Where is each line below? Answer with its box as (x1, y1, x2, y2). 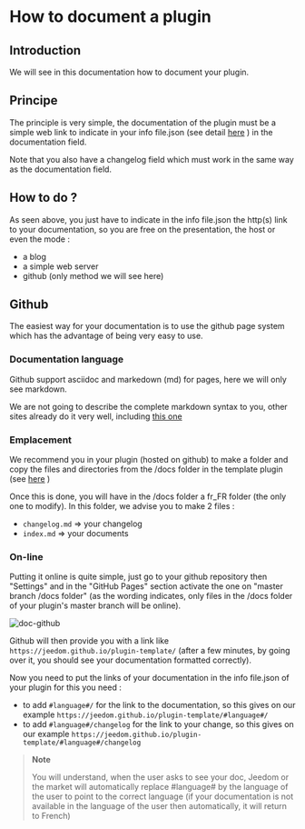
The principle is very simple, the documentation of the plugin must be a (9, 116, 277, 128)
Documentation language (9, 353, 124, 365)
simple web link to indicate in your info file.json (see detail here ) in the (9, 126, 273, 137)
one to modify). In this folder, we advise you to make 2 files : (9, 501, 235, 512)
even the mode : (9, 234, 71, 245)
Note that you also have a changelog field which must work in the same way (9, 154, 295, 165)
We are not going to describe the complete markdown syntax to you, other (9, 401, 288, 412)
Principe (9, 93, 58, 108)
